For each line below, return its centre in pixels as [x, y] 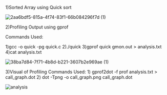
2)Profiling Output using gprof [37, 27]
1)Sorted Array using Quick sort [38, 7]
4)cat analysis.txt [24, 52]
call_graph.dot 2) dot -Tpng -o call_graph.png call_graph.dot [69, 77]
